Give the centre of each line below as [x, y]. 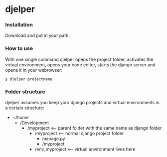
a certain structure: [25, 108]
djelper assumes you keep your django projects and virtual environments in [83, 103]
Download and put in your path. [37, 35]
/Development [34, 123]
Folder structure [25, 92]
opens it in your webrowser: [34, 70]
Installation [19, 25]
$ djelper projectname [29, 79]
